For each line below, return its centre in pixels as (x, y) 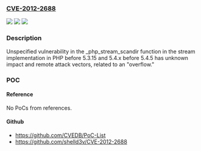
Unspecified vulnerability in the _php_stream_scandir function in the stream (101, 51)
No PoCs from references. (39, 108)
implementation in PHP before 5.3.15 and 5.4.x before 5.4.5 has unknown (97, 58)
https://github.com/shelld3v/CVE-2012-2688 (71, 141)
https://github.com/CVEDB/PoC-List (60, 135)
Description (24, 38)
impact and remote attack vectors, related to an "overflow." (80, 64)
